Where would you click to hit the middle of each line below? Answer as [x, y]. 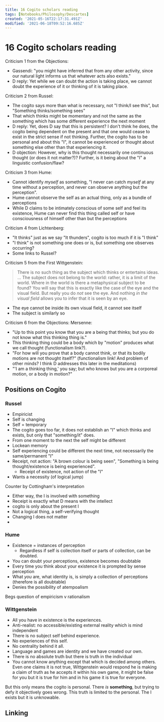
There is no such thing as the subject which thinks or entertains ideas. [88, 272]
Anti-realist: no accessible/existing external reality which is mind [77, 625]
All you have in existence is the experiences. [57, 620]
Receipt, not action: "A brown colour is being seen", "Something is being [85, 461]
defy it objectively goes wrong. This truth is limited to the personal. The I [78, 692]
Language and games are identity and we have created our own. [77, 651]
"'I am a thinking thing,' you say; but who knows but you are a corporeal [85, 369]
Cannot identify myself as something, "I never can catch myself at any [83, 182]
